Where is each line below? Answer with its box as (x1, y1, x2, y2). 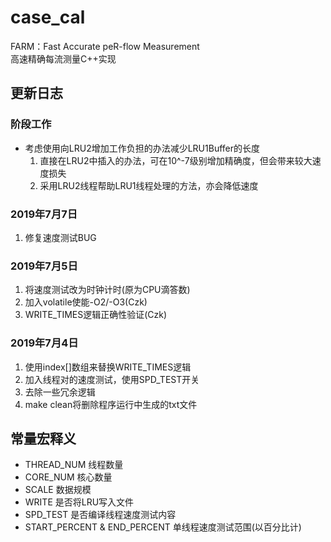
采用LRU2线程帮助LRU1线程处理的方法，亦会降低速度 (39, 179, 259, 191)
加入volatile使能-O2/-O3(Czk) (24, 296, 148, 308)
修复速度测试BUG (24, 231, 97, 243)
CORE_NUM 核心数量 (24, 471, 113, 483)
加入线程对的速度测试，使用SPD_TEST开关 (24, 373, 200, 385)
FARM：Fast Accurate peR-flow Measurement (10, 40, 200, 52)
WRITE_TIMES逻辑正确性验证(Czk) (24, 309, 168, 321)
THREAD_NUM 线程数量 (24, 459, 124, 471)
